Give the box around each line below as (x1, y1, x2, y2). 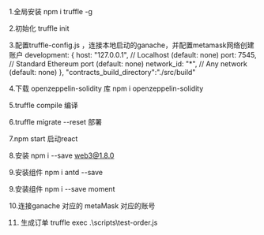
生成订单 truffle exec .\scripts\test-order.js (20, 218, 158, 227)
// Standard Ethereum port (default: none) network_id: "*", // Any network (9, 59, 247, 69)
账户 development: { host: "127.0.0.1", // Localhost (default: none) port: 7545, (9, 50, 257, 59)
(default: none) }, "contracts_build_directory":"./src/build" (9, 68, 196, 76)
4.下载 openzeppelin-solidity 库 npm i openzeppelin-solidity (9, 84, 204, 93)
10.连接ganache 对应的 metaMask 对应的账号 (9, 201, 156, 211)
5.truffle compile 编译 (9, 101, 78, 110)
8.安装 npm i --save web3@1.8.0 (9, 151, 115, 160)
